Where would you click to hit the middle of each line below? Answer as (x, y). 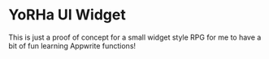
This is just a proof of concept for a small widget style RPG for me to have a (135, 37)
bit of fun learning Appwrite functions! (72, 45)
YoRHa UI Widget (67, 15)
